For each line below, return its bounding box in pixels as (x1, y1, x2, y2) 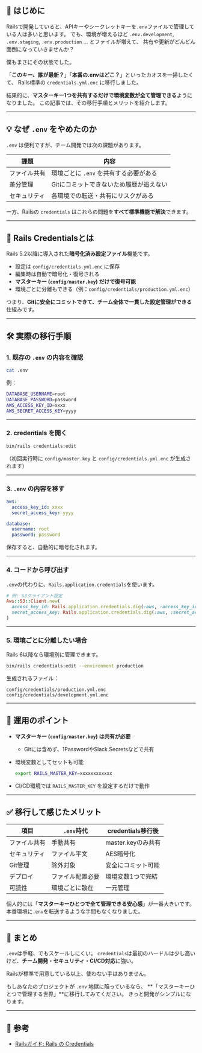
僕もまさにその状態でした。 (6, 58, 75, 65)
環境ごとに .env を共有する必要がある (51, 168, 158, 177)
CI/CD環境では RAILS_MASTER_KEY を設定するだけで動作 (14, 782, 150, 789)
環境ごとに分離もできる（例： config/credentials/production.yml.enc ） (14, 285, 194, 293)
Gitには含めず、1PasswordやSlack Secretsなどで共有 (23, 745, 155, 752)
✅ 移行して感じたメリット (6, 807, 102, 818)
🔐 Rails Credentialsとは (6, 233, 94, 243)
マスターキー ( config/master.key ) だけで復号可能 (14, 278, 136, 285)
